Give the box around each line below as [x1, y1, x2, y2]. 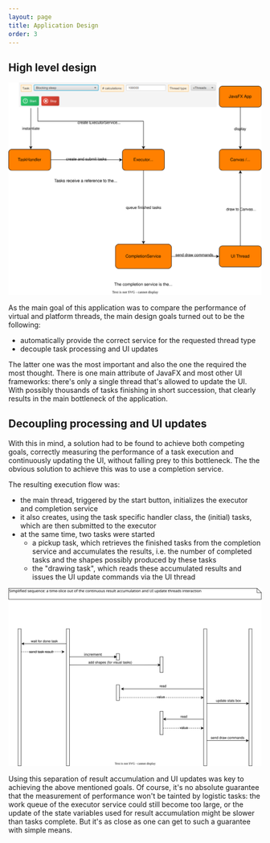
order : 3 [8, 30, 38, 38]
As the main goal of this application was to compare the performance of [8, 302, 247, 313]
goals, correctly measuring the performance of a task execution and [8, 447, 235, 456]
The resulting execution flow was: [8, 479, 121, 489]
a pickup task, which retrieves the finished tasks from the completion [31, 538, 261, 547]
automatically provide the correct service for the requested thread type [19, 335, 256, 345]
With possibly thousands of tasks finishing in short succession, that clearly [8, 385, 256, 395]
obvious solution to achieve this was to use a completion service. [8, 464, 224, 473]
